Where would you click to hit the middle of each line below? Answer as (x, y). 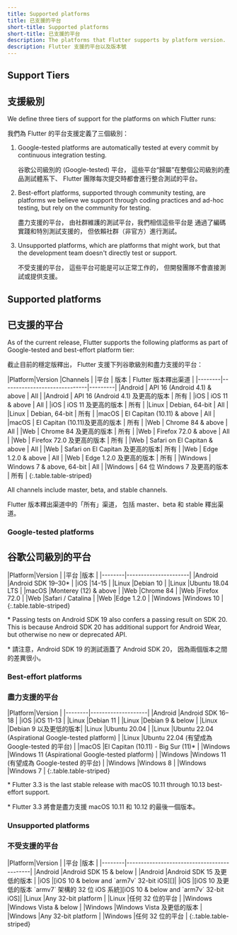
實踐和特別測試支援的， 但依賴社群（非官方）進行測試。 (99, 232)
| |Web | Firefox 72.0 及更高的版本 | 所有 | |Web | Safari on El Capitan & (110, 441)
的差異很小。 (26, 658)
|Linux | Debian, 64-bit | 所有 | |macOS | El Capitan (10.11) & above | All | (111, 414)
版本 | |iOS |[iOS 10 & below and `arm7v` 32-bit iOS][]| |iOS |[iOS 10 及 (121, 880)
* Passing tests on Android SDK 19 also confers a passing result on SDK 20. (117, 620)
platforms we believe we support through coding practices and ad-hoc (121, 200)
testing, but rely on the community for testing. (84, 208)
